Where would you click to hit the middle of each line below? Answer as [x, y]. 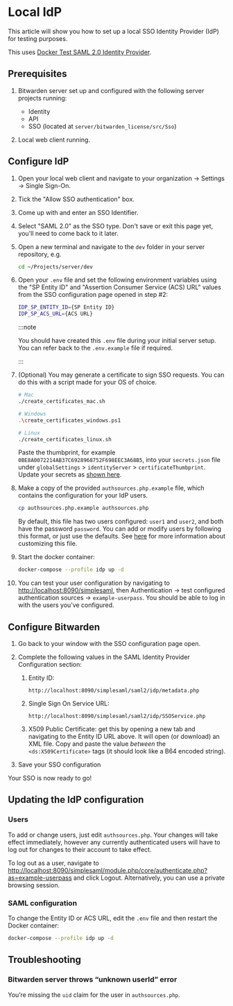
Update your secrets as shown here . [70, 475]
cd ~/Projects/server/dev [55, 267]
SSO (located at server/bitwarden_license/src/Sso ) [102, 126]
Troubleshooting [45, 960]
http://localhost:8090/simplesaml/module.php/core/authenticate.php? [107, 870]
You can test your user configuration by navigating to [94, 583]
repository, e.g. [40, 254]
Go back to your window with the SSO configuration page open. [109, 643]
